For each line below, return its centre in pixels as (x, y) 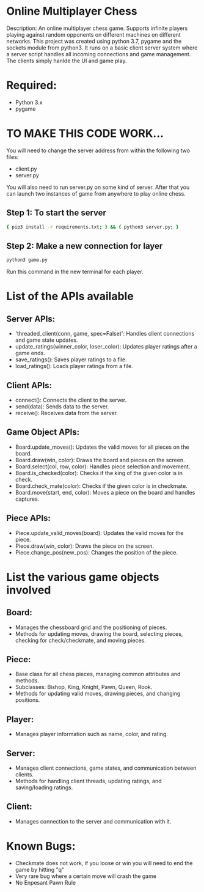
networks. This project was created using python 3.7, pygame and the (94, 41)
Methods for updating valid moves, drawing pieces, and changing (98, 694)
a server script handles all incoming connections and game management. (99, 54)
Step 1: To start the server (56, 213)
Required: (31, 85)
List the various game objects (83, 577)
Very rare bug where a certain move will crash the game (86, 876)
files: (13, 157)
